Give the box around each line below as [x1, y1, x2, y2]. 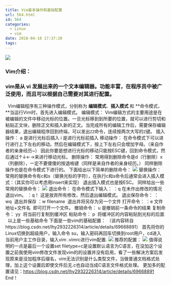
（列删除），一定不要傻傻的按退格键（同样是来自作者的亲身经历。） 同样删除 [5, 160, 163, 166]
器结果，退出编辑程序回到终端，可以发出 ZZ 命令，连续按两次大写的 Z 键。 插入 [5, 128, 165, 134]
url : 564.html [5, 12, 36, 17]
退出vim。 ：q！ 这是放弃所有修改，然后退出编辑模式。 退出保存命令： [5, 192, 153, 198]
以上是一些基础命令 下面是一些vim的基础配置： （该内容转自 [7, 217, 134, 223]
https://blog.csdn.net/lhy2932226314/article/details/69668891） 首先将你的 [5, 223, 164, 230]
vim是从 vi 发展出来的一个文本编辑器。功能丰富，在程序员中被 [5, 82, 157, 90]
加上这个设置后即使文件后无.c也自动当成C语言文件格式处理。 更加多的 [14, 262, 161, 268]
